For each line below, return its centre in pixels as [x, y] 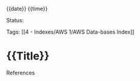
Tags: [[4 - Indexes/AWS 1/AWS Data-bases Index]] [70, 32]
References [21, 73]
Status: [15, 20]
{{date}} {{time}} [27, 9]
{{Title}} [28, 56]
